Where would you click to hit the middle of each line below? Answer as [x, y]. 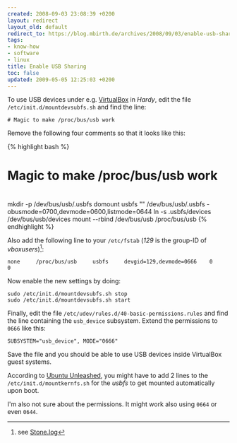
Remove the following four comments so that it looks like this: [96, 133]
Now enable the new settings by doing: [64, 281]
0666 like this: [26, 329]
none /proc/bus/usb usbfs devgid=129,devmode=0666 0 [110, 262]
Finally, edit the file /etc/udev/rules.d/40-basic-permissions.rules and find [118, 313]
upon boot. [23, 391]
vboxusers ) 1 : [26, 248]
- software [23, 54]
